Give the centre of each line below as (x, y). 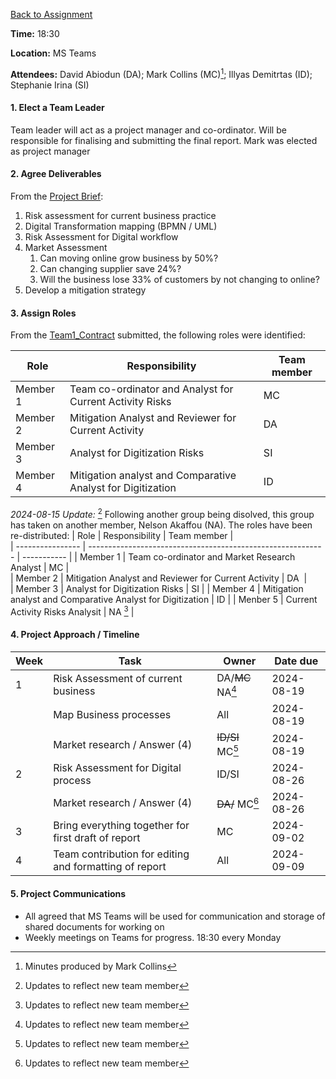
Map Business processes (112, 715)
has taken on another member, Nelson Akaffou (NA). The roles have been (161, 525)
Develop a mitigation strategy (85, 290)
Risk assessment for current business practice (120, 216)
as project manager (50, 151)
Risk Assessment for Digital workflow (101, 237)
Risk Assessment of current (118, 679)
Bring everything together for (121, 826)
